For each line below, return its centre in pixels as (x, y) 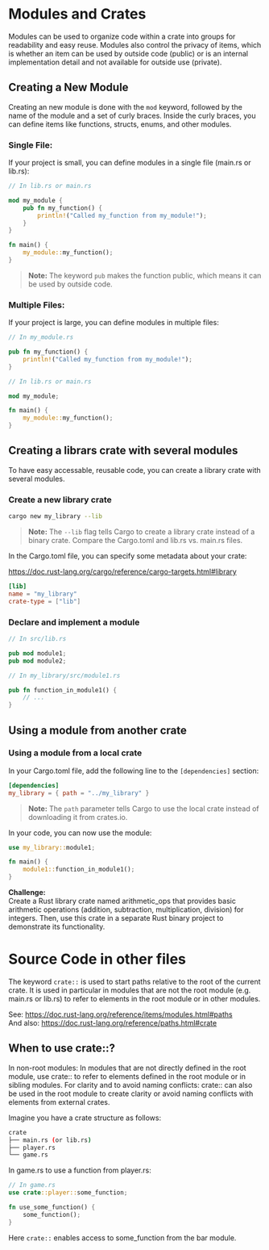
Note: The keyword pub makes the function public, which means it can (145, 275)
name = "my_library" (43, 594)
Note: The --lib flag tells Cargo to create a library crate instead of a (141, 532)
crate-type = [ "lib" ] (45, 601)
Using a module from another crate (98, 730)
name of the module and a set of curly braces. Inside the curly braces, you (132, 115)
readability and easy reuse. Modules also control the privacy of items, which (135, 44)
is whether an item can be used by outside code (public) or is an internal (128, 53)
